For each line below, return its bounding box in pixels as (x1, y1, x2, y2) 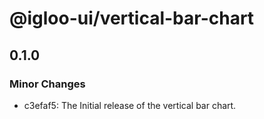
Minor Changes (9, 77, 86, 91)
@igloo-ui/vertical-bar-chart (9, 7, 255, 30)
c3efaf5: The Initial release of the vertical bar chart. (23, 99, 237, 111)
